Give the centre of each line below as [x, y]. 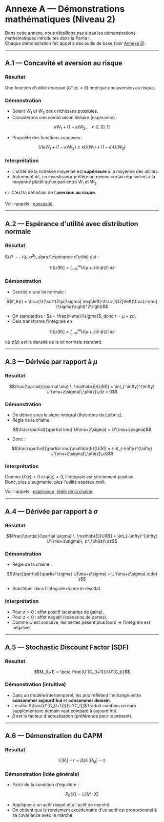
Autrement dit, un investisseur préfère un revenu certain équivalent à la [83, 176]
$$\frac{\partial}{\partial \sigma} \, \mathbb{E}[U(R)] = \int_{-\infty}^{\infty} [82, 536]
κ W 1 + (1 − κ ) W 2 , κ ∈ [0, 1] [82, 127]
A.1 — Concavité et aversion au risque [64, 63]
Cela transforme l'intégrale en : [43, 321]
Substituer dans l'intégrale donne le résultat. [57, 589]
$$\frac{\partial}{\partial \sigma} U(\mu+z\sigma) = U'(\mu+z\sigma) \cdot [82, 574]
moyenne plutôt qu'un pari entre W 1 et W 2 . [55, 182]
